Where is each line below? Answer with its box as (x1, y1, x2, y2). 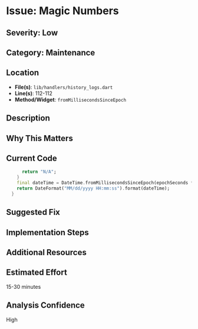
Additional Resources (6, 247, 87, 258)
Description (6, 113, 50, 123)
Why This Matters (6, 133, 74, 143)
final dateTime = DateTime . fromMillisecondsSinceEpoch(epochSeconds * (16, 180, 194, 186)
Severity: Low (6, 28, 58, 38)
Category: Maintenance (6, 47, 95, 57)
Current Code (6, 153, 57, 163)
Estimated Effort (6, 268, 68, 278)
